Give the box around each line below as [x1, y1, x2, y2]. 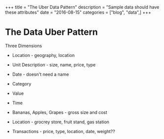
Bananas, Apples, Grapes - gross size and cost [12, 109, 108, 115]
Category [12, 81, 31, 86]
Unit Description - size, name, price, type [12, 61, 96, 68]
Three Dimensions [5, 43, 42, 49]
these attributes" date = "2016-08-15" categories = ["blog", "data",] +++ [5, 9, 151, 15]
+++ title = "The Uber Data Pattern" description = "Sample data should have [5, 4, 160, 10]
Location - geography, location [12, 52, 75, 58]
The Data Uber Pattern [5, 27, 98, 38]
